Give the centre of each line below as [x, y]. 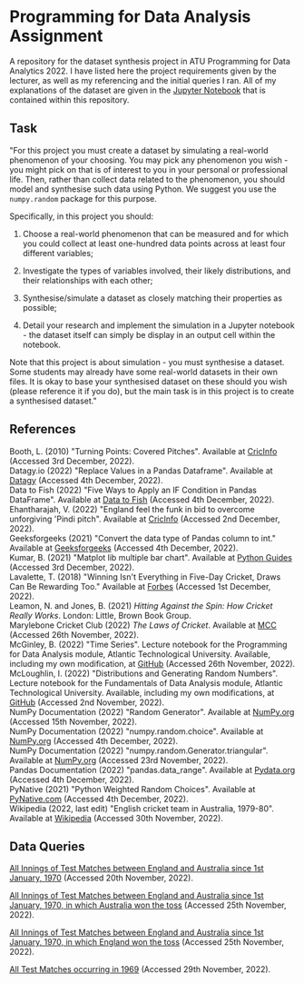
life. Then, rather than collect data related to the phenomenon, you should [147, 179]
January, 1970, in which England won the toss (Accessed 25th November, [147, 942]
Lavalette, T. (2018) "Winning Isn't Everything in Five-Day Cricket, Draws [145, 576]
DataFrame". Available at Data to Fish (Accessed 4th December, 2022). [142, 499]
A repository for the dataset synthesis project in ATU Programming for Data [150, 61]
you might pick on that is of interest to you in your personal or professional [149, 169]
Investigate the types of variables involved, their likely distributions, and [157, 271]
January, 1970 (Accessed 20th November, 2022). [101, 878]
